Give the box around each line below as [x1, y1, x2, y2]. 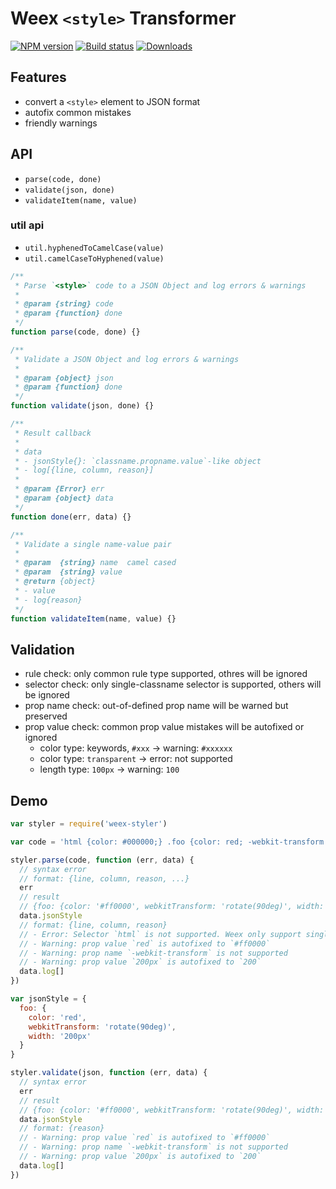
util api [10, 218, 45, 232]
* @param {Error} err [14, 484, 105, 494]
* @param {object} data [14, 493, 114, 504]
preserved [24, 710, 68, 722]
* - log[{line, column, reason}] [14, 465, 155, 476]
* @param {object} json [14, 373, 114, 383]
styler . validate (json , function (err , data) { [10, 1068, 208, 1078]
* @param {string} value [14, 567, 123, 577]
